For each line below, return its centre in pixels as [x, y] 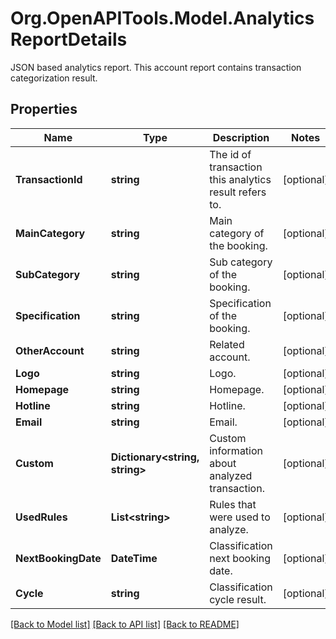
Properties [44, 109]
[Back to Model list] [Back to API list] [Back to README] [125, 624]
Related [227, 344]
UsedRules [41, 517]
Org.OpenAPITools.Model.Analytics [162, 18]
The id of [230, 154]
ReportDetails [69, 39]
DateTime [134, 558]
